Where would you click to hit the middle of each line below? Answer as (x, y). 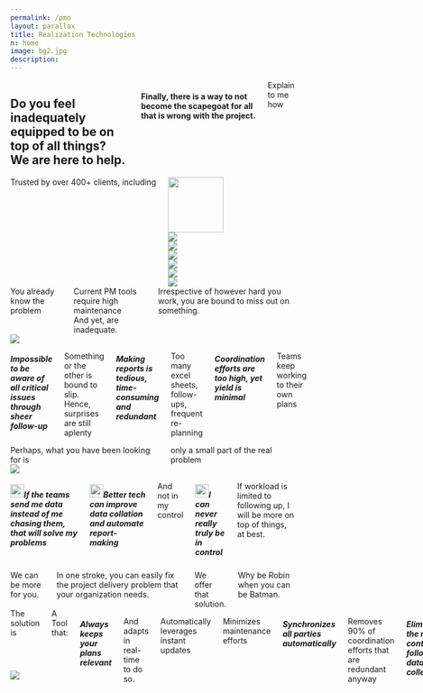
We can (24, 575)
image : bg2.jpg (39, 51)
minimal (230, 397)
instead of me (37, 514)
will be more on (266, 515)
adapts (136, 631)
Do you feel (43, 104)
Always (94, 625)
